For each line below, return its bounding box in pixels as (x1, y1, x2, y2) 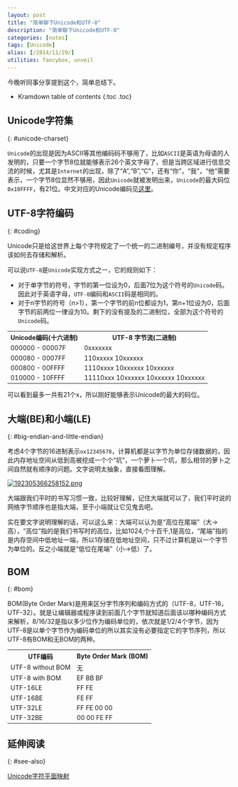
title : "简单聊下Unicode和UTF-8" (7, 19, 101, 26)
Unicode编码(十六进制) (10, 334, 78, 341)
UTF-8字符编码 (7, 207, 75, 220)
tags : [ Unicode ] (7, 41, 55, 49)
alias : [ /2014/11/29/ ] (7, 49, 75, 56)
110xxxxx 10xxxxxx (84, 354, 144, 362)
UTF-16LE (10, 684, 43, 692)
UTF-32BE (10, 714, 43, 722)
